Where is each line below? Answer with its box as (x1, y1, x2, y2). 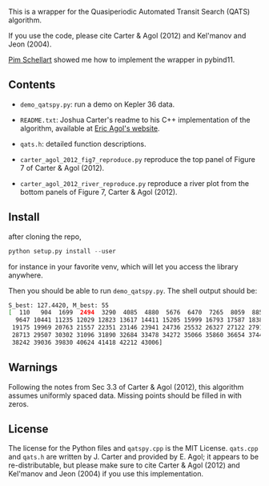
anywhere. (8, 270, 43, 280)
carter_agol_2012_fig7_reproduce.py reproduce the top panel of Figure (19, 154, 256, 164)
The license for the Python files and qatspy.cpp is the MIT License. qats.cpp (8, 443, 259, 453)
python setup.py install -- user (8, 247, 116, 255)
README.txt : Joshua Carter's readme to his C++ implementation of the (19, 115, 251, 124)
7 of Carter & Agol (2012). (19, 163, 105, 172)
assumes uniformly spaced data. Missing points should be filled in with (8, 391, 242, 400)
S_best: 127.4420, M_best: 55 (8, 301, 110, 310)
